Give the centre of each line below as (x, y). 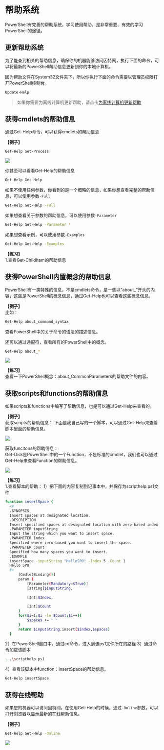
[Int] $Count (39, 606)
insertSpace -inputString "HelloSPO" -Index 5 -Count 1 (67, 561)
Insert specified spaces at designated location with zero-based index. (85, 525)
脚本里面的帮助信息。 (26, 429)
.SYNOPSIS (19, 511)
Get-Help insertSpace (27, 678)
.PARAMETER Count (27, 547)
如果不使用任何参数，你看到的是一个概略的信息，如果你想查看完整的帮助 (78, 190)
